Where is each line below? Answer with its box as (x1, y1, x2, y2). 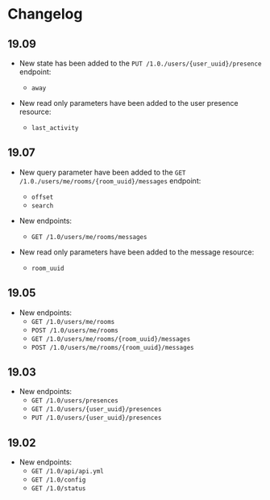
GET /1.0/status (31, 485, 86, 493)
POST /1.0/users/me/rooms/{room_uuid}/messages (31, 343, 194, 351)
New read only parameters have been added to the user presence (19, 99, 239, 107)
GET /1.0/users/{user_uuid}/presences (31, 405, 162, 414)
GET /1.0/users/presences (31, 397, 118, 405)
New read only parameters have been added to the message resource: (19, 247, 255, 257)
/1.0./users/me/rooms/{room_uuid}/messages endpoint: (19, 175, 201, 186)
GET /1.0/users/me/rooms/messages (31, 233, 147, 241)
